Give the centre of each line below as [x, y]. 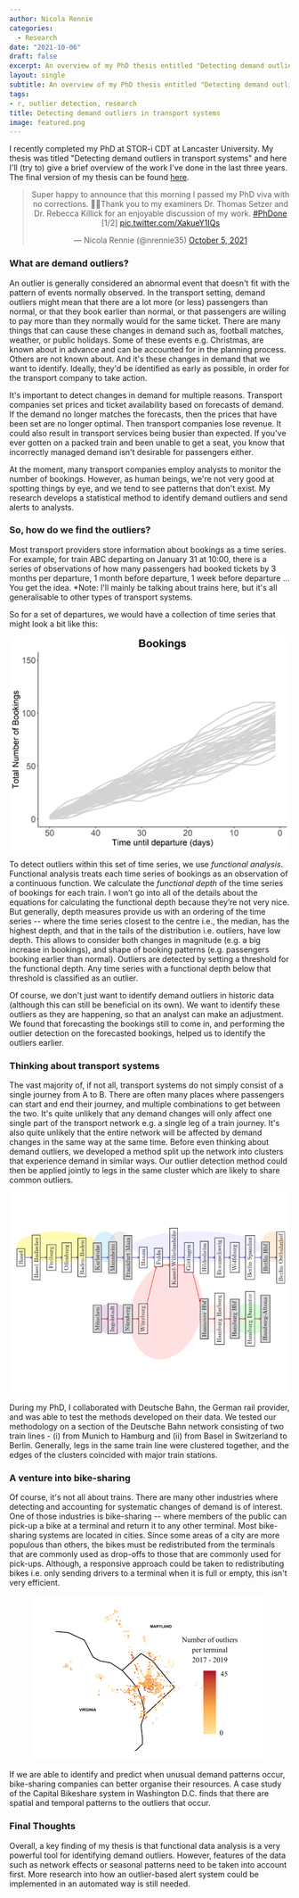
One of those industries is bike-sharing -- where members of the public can [148, 1516]
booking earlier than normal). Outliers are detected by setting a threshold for [149, 958]
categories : [31, 28]
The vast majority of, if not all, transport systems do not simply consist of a [146, 1085]
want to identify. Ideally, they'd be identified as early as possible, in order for [149, 368]
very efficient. [35, 1583]
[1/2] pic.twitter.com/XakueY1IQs [161, 223]
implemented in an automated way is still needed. [100, 1884]
